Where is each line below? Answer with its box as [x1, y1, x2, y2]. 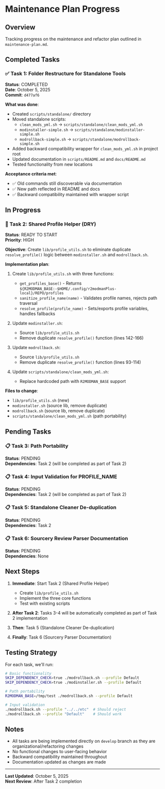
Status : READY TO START [5, 232, 58, 238]
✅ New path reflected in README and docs [12, 186, 100, 192]
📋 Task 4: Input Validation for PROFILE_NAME [5, 473, 117, 480]
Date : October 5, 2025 [5, 87, 51, 92]
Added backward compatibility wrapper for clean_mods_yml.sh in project [12, 146, 158, 151]
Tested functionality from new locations [12, 161, 93, 167]
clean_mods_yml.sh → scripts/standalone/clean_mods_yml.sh [19, 121, 143, 127]
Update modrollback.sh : [12, 345, 61, 351]
